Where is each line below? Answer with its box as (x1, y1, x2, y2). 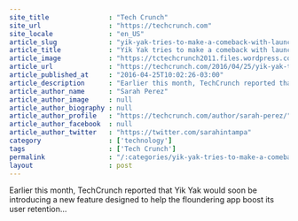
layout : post (9, 161, 133, 170)
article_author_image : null (9, 95, 133, 104)
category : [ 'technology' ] (9, 136, 173, 145)
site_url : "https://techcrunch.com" (9, 21, 213, 30)
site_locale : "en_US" (9, 29, 145, 38)
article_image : (9, 54, 114, 63)
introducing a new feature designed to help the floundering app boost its (9, 194, 275, 205)
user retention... (9, 204, 67, 215)
